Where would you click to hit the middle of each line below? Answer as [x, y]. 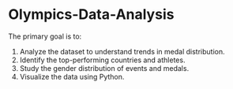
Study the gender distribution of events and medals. [104, 68]
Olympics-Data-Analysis [91, 15]
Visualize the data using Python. [72, 76]
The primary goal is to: [45, 36]
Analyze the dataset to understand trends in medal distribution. [122, 51]
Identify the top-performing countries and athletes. [102, 60]
